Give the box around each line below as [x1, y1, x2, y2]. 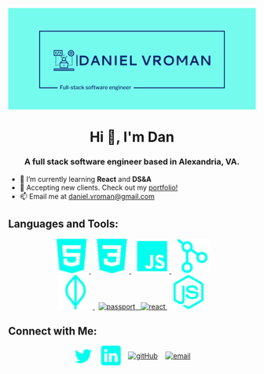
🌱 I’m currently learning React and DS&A [19, 174, 152, 183]
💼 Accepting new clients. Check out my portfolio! [19, 183, 178, 192]
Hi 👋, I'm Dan [89, 128, 175, 146]
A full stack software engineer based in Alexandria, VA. [24, 157, 240, 168]
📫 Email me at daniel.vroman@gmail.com [19, 191, 155, 201]
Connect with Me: [8, 324, 97, 338]
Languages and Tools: [8, 217, 119, 231]
